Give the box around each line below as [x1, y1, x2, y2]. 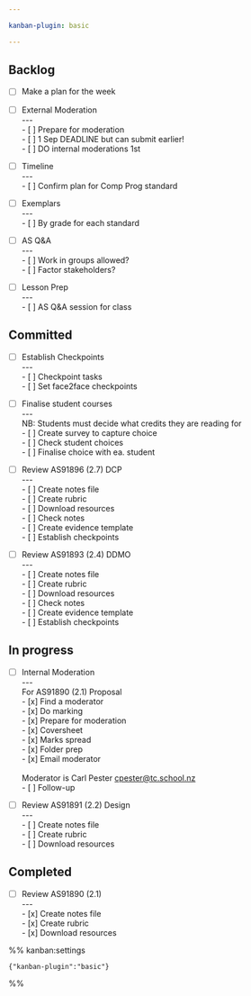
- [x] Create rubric [21, 918, 89, 928]
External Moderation [21, 104, 98, 115]
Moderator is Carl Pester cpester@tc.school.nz [21, 772, 196, 783]
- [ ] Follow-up [21, 782, 76, 792]
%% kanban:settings [8, 945, 86, 955]
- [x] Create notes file [21, 908, 102, 919]
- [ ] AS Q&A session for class [21, 301, 132, 312]
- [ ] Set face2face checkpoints [21, 380, 138, 392]
